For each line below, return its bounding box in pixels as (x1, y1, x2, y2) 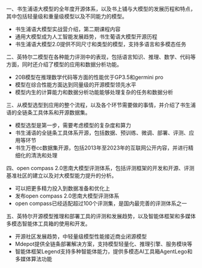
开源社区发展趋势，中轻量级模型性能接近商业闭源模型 (14, 233, 147, 240)
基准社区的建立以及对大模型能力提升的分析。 (6, 172, 117, 179)
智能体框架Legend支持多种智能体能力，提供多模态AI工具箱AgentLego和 (14, 248, 193, 255)
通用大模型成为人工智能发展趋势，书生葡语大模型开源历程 (14, 33, 158, 40)
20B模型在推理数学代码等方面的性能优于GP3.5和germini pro (14, 74, 164, 81)
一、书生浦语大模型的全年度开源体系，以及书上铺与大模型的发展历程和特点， (6, 5, 196, 12)
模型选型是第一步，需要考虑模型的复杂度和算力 (14, 122, 131, 129)
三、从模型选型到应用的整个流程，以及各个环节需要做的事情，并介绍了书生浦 (6, 102, 196, 108)
